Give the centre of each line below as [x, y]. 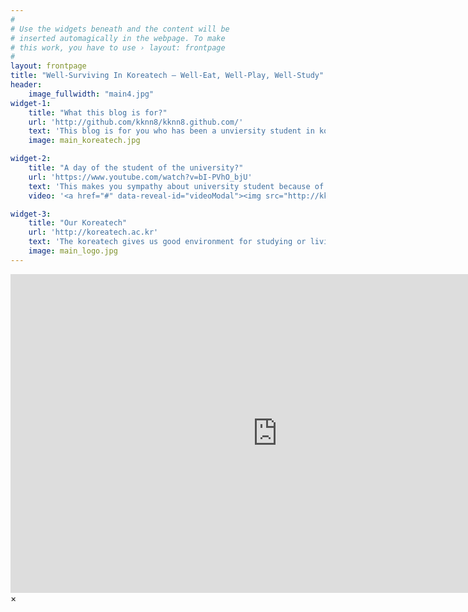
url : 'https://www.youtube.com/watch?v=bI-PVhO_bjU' [140, 177]
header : [26, 85]
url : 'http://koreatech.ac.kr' [93, 232]
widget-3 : [31, 214]
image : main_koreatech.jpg [84, 141]
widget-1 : [31, 103]
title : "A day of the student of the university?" [136, 168]
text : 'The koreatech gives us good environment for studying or [167, 242]
